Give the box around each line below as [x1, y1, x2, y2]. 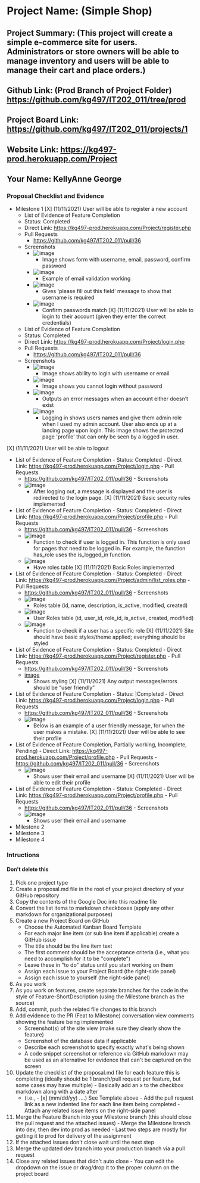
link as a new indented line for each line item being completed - [24, 1100, 180, 1107]
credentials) [42, 319, 72, 326]
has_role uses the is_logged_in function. [33, 551, 132, 558]
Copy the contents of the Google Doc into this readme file [15, 898, 157, 905]
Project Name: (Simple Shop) [7, 4, 152, 18]
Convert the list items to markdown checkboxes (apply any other [15, 904, 174, 911]
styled [33, 640, 49, 647]
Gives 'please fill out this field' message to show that [42, 288, 171, 295]
